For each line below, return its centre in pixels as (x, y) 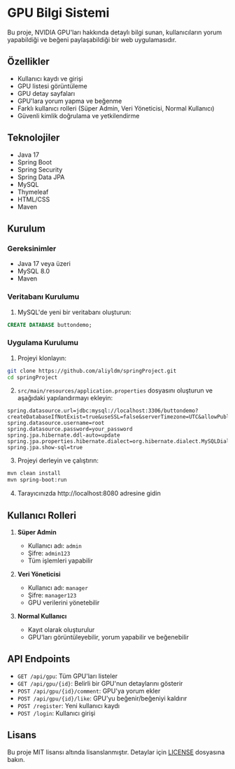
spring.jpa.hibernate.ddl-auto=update (64, 435)
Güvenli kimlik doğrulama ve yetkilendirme (78, 115)
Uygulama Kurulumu (43, 343)
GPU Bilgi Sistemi (58, 13)
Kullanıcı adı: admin (55, 546)
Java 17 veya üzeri (44, 264)
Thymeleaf (33, 192)
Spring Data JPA (41, 177)
